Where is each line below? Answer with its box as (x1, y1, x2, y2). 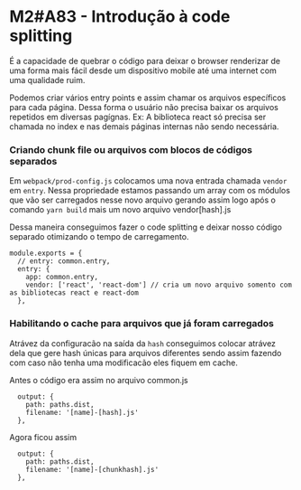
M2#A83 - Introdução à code (9, 6, 231, 27)
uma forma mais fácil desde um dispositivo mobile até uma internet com (9, 65, 277, 76)
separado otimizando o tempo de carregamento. (9, 231, 189, 242)
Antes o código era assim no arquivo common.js (9, 374, 189, 385)
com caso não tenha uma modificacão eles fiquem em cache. (9, 357, 239, 368)
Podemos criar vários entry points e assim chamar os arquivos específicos (9, 92, 287, 103)
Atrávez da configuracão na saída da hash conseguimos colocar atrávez (9, 337, 277, 349)
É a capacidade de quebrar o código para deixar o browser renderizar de (9, 55, 281, 66)
